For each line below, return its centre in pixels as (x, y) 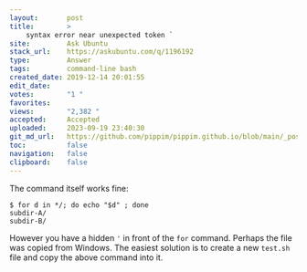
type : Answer (51, 60)
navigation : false (49, 153)
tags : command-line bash (73, 69)
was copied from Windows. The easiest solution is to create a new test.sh (150, 247)
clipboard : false (49, 162)
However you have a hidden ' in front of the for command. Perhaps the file (151, 237)
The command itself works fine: (69, 188)
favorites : (30, 103)
